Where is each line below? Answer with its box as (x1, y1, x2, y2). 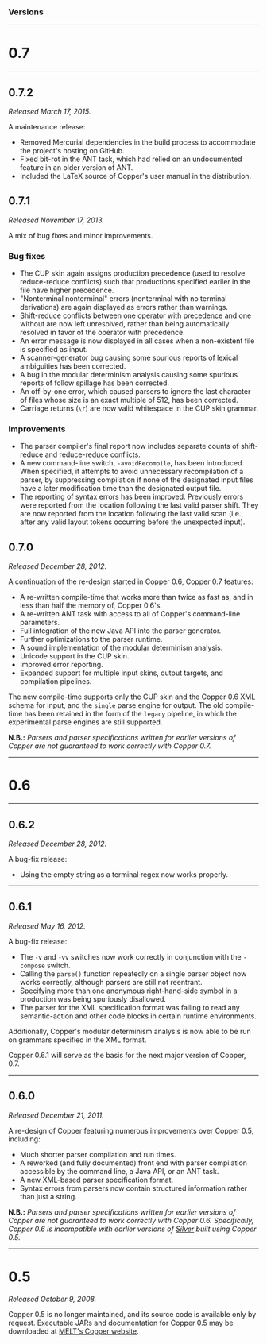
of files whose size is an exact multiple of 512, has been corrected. (19, 396, 238, 405)
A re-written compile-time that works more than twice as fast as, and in (19, 593, 253, 602)
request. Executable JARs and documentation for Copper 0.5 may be (8, 1318, 234, 1327)
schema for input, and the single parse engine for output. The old (8, 701, 224, 710)
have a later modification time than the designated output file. (19, 484, 222, 493)
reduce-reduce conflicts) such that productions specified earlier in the (19, 277, 251, 287)
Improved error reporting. (19, 660, 103, 670)
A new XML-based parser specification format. (19, 1175, 174, 1184)
